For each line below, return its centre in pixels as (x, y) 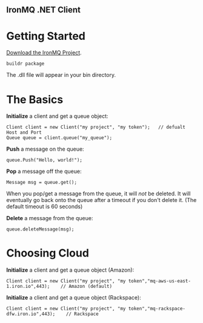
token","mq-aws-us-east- (159, 281)
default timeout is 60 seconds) (45, 207)
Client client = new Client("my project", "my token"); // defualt (96, 127)
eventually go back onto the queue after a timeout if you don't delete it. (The (101, 200)
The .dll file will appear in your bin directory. (61, 75)
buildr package (25, 64)
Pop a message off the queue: (44, 171)
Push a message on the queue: (45, 149)
